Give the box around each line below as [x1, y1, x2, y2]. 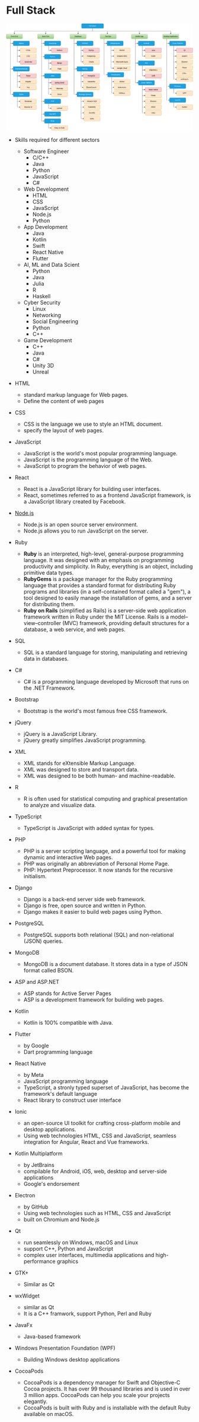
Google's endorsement [23, 1180, 80, 1187]
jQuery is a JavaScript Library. [23, 730, 98, 737]
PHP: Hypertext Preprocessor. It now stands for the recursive [23, 866, 173, 873]
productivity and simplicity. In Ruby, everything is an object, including [23, 563, 193, 570]
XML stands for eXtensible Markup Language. [23, 760, 136, 767]
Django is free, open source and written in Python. [23, 902, 147, 909]
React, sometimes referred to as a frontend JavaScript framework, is [23, 492, 191, 499]
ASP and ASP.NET [14, 978, 60, 985]
